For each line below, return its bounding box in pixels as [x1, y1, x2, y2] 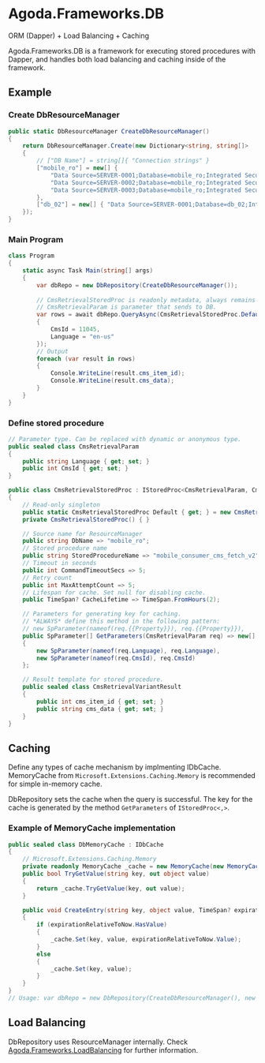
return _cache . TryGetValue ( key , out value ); [36, 885, 185, 893]
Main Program [8, 234, 64, 245]
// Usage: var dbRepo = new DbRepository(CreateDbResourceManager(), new [8, 994, 256, 1002]
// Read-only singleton [22, 500, 101, 509]
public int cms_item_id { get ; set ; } [36, 698, 164, 706]
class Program [8, 252, 55, 260]
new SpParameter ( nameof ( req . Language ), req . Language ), [36, 646, 221, 655]
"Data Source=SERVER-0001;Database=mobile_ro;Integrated [50, 171, 242, 179]
